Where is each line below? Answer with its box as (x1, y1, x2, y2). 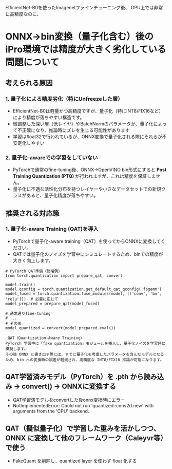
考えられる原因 (5, 79, 53, 87)
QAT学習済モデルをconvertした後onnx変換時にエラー (12, 397, 125, 403)
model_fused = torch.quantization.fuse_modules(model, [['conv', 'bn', (5, 291, 162, 296)
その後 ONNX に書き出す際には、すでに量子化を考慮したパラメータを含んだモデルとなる (5, 351, 164, 357)
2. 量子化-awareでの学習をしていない (5, 154, 98, 161)
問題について (5, 57, 60, 68)
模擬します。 (5, 346, 28, 351)
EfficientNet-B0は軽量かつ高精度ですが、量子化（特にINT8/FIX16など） (12, 107, 163, 114)
